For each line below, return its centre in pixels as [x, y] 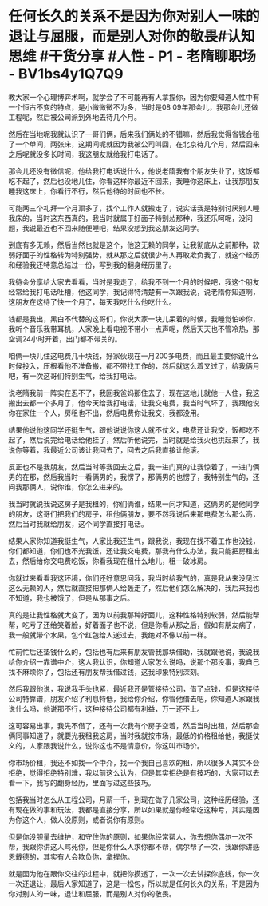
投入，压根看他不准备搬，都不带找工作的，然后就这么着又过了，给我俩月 [141, 365]
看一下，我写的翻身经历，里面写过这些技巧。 [82, 782]
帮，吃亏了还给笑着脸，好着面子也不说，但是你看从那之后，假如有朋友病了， [134, 625]
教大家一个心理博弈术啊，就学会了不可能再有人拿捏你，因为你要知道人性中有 [134, 97]
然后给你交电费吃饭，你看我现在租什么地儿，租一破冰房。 [116, 561]
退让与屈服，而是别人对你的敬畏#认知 [132, 36]
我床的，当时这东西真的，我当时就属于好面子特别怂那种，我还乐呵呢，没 [127, 218]
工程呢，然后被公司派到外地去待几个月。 [75, 117]
